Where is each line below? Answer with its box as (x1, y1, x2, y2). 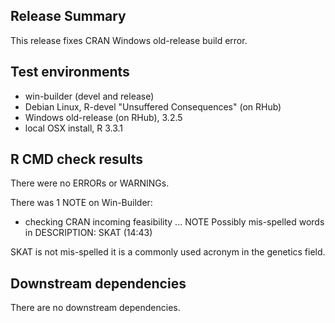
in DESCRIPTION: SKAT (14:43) (24, 227, 153, 239)
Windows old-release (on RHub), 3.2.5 (24, 111, 183, 123)
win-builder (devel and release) (24, 90, 155, 102)
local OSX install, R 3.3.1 (24, 122, 124, 134)
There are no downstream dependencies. (10, 302, 181, 314)
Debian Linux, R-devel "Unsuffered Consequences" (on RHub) (24, 100, 282, 113)
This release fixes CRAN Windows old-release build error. (10, 34, 248, 46)
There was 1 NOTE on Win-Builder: (10, 197, 153, 209)
